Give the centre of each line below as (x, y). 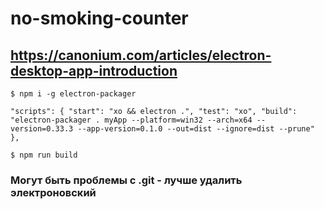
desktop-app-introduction (94, 70)
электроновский (53, 192)
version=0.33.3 (42, 129)
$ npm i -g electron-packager (73, 94)
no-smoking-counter (99, 18)
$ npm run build (44, 155)
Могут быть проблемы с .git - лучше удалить (126, 180)
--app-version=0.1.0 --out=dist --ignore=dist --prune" (196, 129)
